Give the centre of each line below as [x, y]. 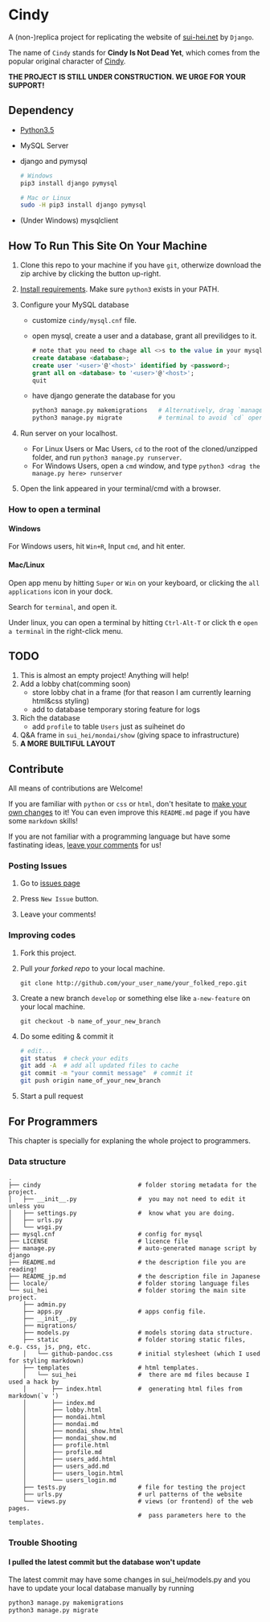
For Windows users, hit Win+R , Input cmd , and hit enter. [97, 546]
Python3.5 [37, 129]
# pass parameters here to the [192, 1516]
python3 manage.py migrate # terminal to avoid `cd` [138, 418]
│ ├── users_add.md [66, 1467]
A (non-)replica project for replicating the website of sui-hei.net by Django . [131, 37]
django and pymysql [53, 161]
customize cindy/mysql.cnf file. [84, 321]
